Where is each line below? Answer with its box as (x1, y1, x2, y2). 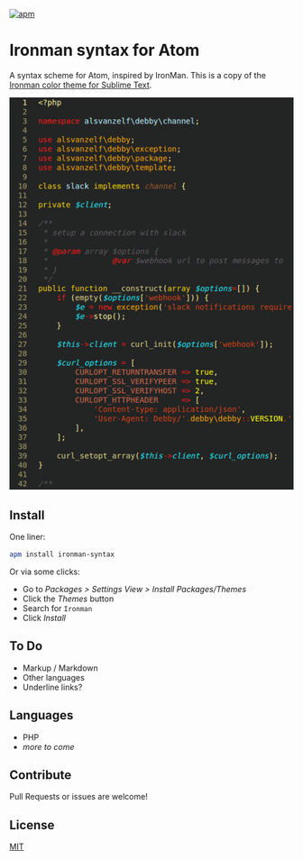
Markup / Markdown (22, 663, 99, 673)
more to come (22, 741, 75, 752)
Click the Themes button (22, 593, 115, 604)
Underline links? (22, 682, 83, 692)
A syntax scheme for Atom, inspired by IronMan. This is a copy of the (9, 69, 266, 80)
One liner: (9, 532, 46, 543)
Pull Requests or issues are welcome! (9, 791, 149, 802)
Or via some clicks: (9, 566, 81, 577)
